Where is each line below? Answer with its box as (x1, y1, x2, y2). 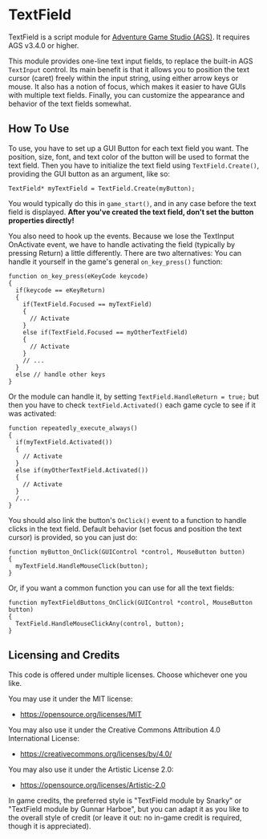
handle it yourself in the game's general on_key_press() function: (8, 257, 223, 266)
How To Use (8, 122, 70, 136)
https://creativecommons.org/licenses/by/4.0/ (19, 748, 172, 759)
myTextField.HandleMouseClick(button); (15, 561, 149, 570)
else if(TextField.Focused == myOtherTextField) (22, 328, 188, 336)
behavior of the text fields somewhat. (8, 99, 131, 108)
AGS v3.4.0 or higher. (8, 40, 79, 50)
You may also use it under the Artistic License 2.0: (8, 764, 174, 774)
